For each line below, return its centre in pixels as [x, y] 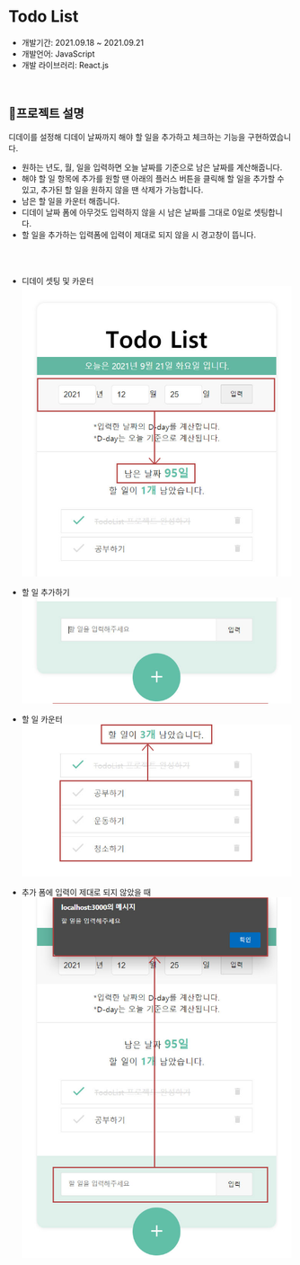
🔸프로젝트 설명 [46, 114]
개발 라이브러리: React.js [65, 65]
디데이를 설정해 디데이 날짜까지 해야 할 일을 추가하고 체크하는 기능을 [127, 137]
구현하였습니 [269, 137]
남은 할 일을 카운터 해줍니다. [71, 200]
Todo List [44, 17]
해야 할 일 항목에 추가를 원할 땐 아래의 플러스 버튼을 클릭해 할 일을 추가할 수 [153, 178]
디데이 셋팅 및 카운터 [57, 281]
